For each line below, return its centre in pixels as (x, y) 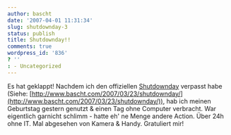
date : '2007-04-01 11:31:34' (50, 20)
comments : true (30, 46)
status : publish (31, 33)
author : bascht (30, 14)
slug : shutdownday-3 (38, 27)
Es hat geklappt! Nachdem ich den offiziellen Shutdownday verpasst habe (115, 86)
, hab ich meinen (187, 101)
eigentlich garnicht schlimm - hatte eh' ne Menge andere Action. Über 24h (116, 116)
